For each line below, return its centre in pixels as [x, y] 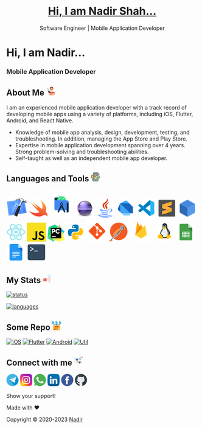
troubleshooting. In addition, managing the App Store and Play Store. [101, 139]
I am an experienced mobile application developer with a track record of [96, 107]
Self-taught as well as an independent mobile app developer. [91, 158]
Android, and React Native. [40, 120]
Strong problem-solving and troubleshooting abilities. [82, 152]
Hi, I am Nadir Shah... [102, 11]
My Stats [24, 280]
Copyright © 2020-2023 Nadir [45, 420]
